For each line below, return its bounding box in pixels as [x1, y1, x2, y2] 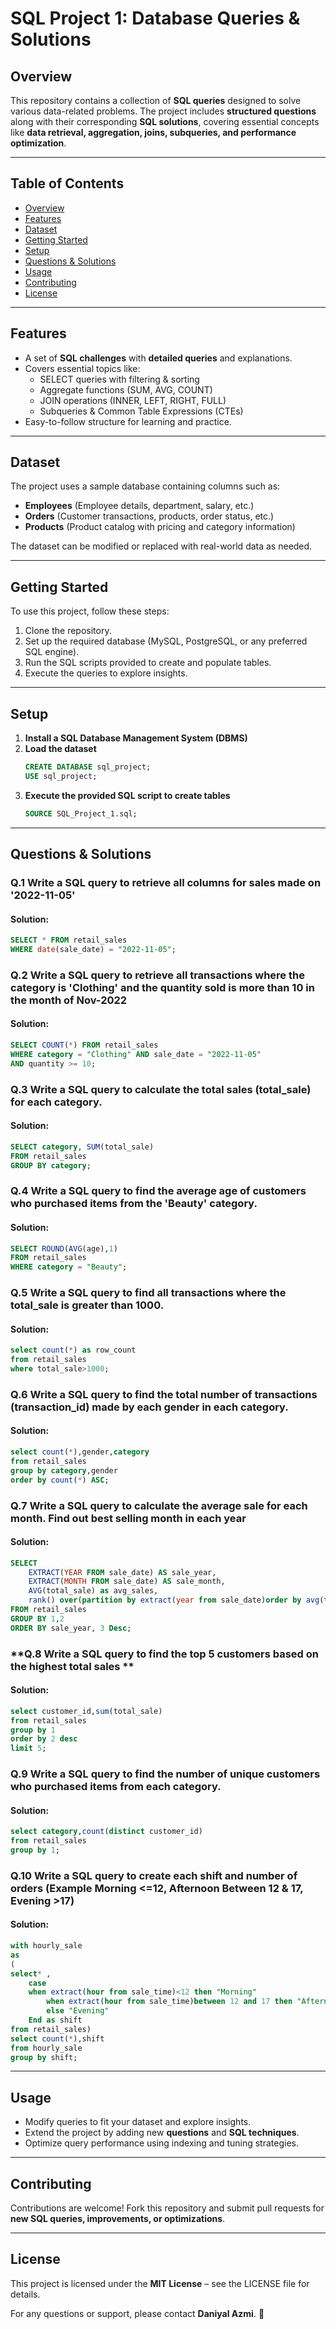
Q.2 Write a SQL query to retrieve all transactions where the [10, 968, 305, 982]
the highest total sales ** [10, 1659, 135, 1673]
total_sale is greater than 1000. [10, 1298, 165, 1312]
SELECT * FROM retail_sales [10, 935, 128, 946]
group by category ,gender [10, 1465, 118, 1476]
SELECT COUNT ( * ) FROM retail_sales [10, 1040, 159, 1051]
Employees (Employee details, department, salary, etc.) [24, 500, 255, 512]
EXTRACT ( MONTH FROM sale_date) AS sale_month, [28, 1577, 226, 1587]
